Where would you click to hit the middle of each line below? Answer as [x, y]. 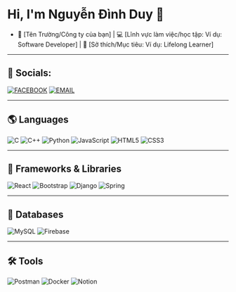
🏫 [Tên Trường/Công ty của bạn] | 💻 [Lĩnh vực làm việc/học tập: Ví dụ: [120, 34]
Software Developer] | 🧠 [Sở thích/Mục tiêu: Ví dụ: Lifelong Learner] [116, 44]
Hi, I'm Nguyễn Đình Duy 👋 [86, 14]
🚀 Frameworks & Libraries [64, 169]
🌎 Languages [38, 120]
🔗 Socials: [29, 73]
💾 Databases [35, 214]
